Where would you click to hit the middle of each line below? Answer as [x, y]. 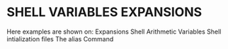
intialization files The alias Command [60, 38]
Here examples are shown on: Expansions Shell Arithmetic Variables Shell [114, 31]
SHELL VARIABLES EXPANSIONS [104, 12]
